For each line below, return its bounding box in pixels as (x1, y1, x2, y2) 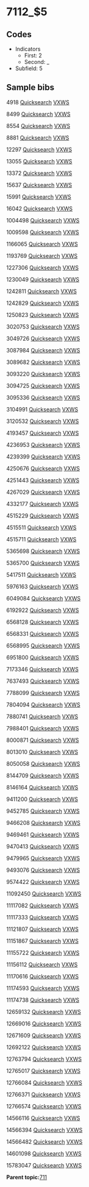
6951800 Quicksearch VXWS (6, 654, 79, 661)
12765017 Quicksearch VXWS (6, 1067, 81, 1074)
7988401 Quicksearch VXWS (6, 724, 79, 732)
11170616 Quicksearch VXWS (6, 972, 79, 980)
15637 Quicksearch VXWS (6, 181, 73, 188)
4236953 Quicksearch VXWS (6, 441, 80, 448)
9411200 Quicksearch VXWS (6, 795, 78, 803)
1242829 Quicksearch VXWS (6, 299, 79, 307)
